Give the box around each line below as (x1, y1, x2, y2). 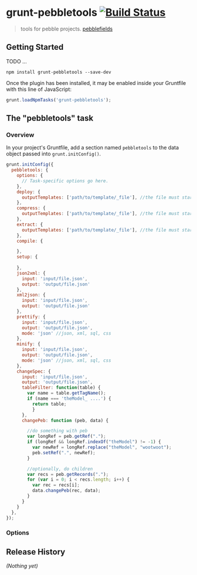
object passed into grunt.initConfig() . (6, 150, 101, 158)
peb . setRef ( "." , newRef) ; (32, 450, 96, 455)
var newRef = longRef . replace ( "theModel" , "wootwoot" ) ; (32, 444, 172, 451)
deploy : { (16, 189, 41, 195)
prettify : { (16, 314, 46, 319)
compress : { (16, 205, 46, 211)
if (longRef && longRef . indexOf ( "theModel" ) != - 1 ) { (27, 439, 161, 445)
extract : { (16, 222, 43, 227)
